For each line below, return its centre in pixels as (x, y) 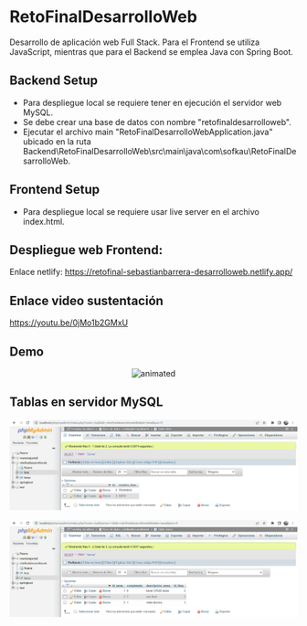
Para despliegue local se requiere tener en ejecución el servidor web (152, 102)
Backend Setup (54, 81)
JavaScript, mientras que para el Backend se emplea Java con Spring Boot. (152, 51)
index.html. (44, 221)
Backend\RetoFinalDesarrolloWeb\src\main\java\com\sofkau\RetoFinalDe (159, 151)
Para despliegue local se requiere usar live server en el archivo (141, 211)
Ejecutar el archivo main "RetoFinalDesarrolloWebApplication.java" (148, 132)
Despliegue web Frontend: (86, 250)
